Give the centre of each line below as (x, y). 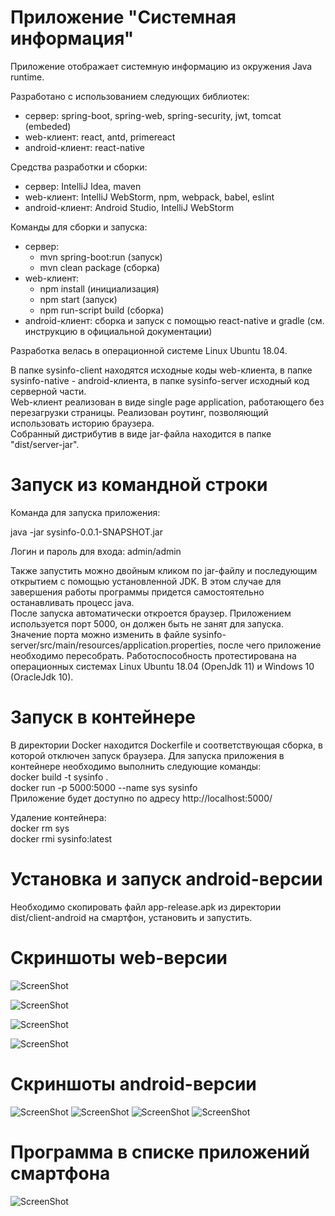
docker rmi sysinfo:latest (61, 838)
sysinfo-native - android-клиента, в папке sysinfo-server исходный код (160, 380)
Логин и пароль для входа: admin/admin (96, 551)
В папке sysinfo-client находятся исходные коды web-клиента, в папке (161, 370)
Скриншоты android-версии (133, 1083)
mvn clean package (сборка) (100, 267)
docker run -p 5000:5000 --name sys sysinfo (104, 787)
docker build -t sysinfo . (59, 777)
